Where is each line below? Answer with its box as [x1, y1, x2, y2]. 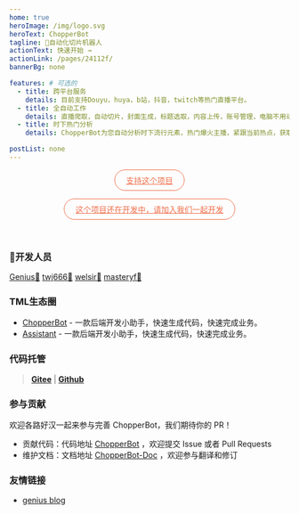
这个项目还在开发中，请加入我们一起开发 [75, 204, 224, 215]
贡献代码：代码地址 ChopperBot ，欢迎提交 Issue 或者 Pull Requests [21, 438, 272, 450]
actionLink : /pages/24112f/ [9, 54, 114, 63]
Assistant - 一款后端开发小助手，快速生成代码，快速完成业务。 [21, 329, 252, 339]
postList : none [9, 144, 66, 154]
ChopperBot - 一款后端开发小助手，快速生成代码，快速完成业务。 [21, 317, 263, 328]
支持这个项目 [125, 175, 174, 185]
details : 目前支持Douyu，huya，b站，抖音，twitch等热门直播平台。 [25, 95, 251, 104]
